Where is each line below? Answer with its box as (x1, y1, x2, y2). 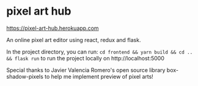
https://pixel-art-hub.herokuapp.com (6, 24, 99, 32)
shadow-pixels (6, 73, 44, 80)
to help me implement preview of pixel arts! (45, 73, 154, 80)
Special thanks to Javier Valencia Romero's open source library (6, 66, 166, 74)
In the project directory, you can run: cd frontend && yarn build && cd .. (6, 48, 193, 56)
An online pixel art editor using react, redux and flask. (6, 36, 141, 43)
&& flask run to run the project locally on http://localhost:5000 (6, 54, 165, 62)
